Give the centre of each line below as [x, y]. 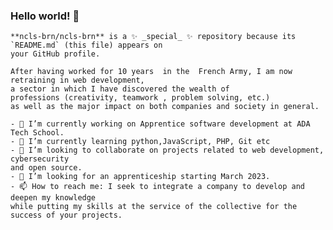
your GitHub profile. [55, 54]
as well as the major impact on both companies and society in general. [165, 107]
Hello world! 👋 [45, 16]
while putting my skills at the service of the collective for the [154, 207]
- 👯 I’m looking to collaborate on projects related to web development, [167, 150]
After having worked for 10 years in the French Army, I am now [151, 72]
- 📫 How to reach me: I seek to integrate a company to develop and [157, 187]
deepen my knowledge [53, 198]
